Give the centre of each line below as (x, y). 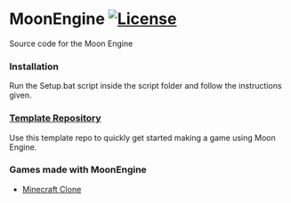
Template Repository (55, 118)
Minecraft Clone (52, 189)
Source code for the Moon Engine (71, 43)
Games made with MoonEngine (78, 170)
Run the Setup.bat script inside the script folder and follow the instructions (145, 86)
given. (21, 95)
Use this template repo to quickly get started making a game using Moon (142, 137)
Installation (34, 66)
